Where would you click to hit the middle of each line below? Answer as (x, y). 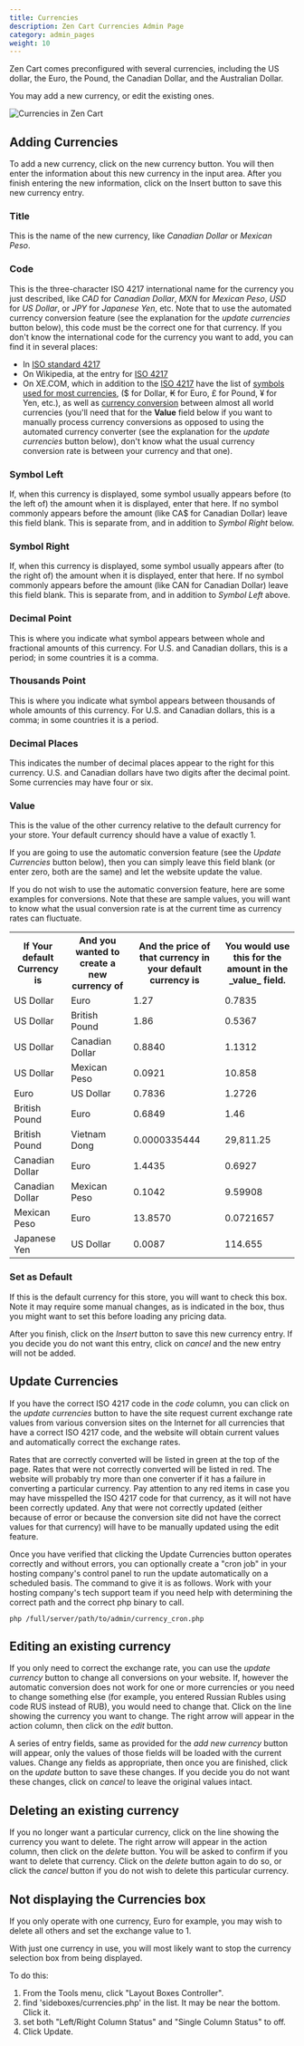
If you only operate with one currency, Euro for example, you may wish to (146, 1921)
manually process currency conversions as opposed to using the (143, 421)
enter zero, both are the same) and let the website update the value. (136, 872)
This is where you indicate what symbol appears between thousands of (142, 700)
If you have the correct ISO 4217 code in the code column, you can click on (149, 1403)
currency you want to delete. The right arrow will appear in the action (138, 1842)
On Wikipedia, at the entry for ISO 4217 (95, 373)
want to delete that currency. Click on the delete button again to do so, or (146, 1861)
